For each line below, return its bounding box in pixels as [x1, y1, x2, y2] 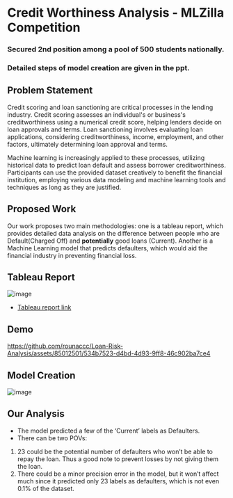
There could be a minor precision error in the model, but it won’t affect [17, 469, 219, 478]
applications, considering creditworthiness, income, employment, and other [7, 132, 224, 140]
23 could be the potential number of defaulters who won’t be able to [17, 447, 214, 456]
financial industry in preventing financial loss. [7, 251, 137, 259]
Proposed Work [7, 203, 77, 215]
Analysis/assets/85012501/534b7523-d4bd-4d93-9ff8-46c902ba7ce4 [7, 349, 211, 358]
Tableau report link [17, 303, 72, 312]
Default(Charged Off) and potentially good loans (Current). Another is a [7, 236, 214, 245]
